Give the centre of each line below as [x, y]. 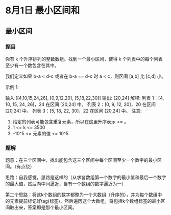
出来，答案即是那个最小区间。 [45, 207]
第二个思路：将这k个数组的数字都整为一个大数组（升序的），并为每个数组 [81, 195]
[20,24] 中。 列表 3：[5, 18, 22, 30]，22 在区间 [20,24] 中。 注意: [74, 111]
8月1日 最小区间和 [43, 10]
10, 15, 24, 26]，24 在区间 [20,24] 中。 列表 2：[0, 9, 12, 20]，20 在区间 [80, 104]
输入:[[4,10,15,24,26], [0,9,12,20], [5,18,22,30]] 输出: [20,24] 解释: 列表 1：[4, [85, 98]
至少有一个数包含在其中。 [32, 65]
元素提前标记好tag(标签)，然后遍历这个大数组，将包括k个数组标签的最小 [85, 201]
